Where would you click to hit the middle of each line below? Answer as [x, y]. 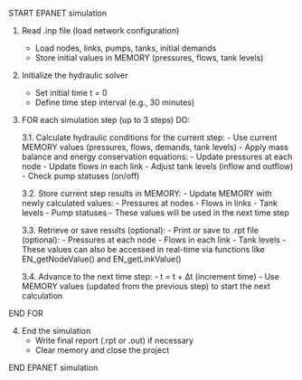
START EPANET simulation [58, 13]
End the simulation [56, 331]
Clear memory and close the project [102, 350]
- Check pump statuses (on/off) [80, 176]
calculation [42, 296]
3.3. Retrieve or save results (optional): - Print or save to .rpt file [140, 230]
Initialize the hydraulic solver [75, 75]
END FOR [26, 313]
